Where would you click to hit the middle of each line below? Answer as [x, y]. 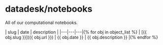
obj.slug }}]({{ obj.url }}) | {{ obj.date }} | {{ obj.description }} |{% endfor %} [82, 37]
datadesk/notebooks [49, 9]
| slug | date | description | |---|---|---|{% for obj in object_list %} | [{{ [76, 32]
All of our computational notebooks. [41, 22]
